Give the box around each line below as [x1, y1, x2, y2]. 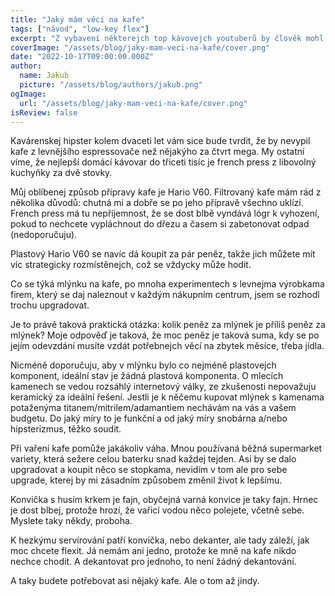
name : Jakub [19, 71, 70, 81]
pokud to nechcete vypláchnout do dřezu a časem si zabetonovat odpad [10, 218, 310, 230]
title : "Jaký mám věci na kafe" [10, 14, 145, 25]
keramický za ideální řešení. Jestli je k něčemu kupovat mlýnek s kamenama [10, 391, 325, 403]
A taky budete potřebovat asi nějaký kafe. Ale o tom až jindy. [10, 575, 260, 587]
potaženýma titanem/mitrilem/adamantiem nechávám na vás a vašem [10, 402, 297, 414]
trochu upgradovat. [10, 299, 90, 311]
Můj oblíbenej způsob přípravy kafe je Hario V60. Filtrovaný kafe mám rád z [10, 186, 322, 198]
